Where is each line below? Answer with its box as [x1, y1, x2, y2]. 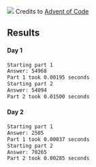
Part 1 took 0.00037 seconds [7, 136, 90, 143]
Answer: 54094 [7, 87, 48, 94]
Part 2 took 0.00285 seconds [7, 155, 90, 162]
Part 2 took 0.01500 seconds [7, 93, 90, 100]
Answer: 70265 [7, 149, 48, 155]
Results [7, 27, 40, 39]
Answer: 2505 [7, 129, 44, 136]
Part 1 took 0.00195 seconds [7, 74, 90, 81]
